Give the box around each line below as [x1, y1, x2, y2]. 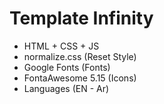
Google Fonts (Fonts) [23, 61, 111, 73]
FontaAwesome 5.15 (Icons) [23, 72, 137, 84]
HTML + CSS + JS [23, 40, 100, 52]
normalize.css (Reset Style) [23, 50, 137, 62]
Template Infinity [9, 7, 154, 30]
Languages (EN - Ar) [23, 82, 110, 94]
